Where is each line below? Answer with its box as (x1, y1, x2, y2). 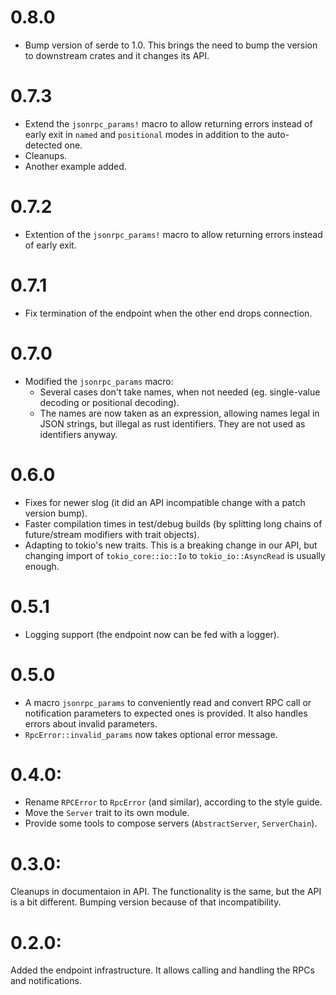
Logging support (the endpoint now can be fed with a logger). (24, 628, 280, 640)
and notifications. (10, 975, 82, 987)
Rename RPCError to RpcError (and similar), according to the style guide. (24, 796, 323, 808)
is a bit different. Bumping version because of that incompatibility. (10, 896, 282, 908)
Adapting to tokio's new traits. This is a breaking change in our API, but (24, 539, 318, 551)
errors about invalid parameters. (24, 717, 158, 730)
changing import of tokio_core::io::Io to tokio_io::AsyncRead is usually (24, 549, 326, 561)
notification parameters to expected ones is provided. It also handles (24, 707, 308, 719)
